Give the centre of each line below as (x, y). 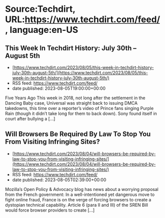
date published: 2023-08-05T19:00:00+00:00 (59, 88)
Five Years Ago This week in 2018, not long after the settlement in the (75, 98)
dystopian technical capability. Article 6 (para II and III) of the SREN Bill (77, 205)
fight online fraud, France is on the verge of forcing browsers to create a (78, 199)
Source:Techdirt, (40, 9)
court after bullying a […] (30, 119)
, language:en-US (42, 30)
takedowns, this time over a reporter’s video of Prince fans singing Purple (79, 108)
